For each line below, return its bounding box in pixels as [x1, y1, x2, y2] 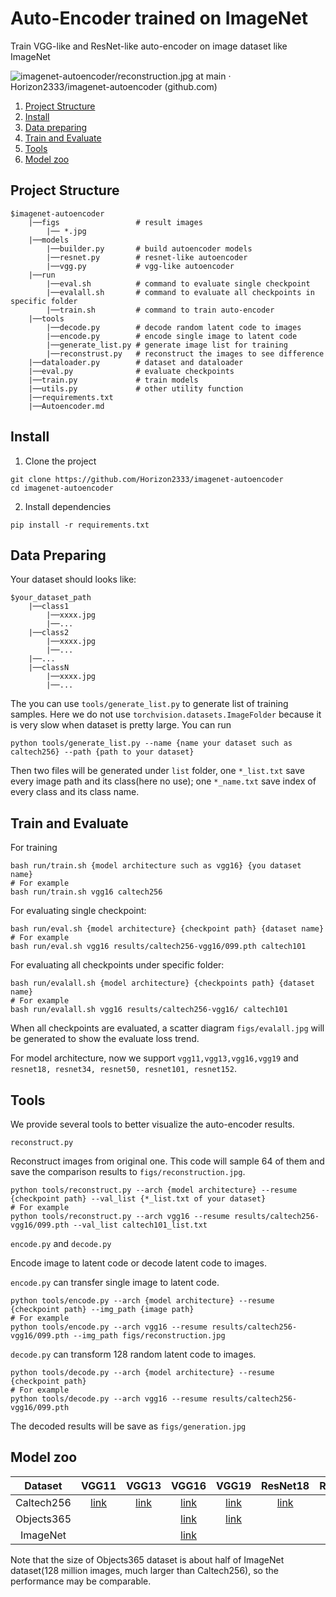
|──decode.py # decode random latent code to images [46, 322, 302, 332]
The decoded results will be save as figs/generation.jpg [10, 1420, 247, 1432]
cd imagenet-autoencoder [10, 483, 114, 493]
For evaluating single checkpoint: [10, 905, 147, 917]
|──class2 [28, 628, 70, 638]
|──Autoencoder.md [28, 401, 105, 411]
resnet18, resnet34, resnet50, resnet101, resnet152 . [10, 1063, 237, 1075]
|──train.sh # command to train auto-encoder [46, 305, 275, 315]
